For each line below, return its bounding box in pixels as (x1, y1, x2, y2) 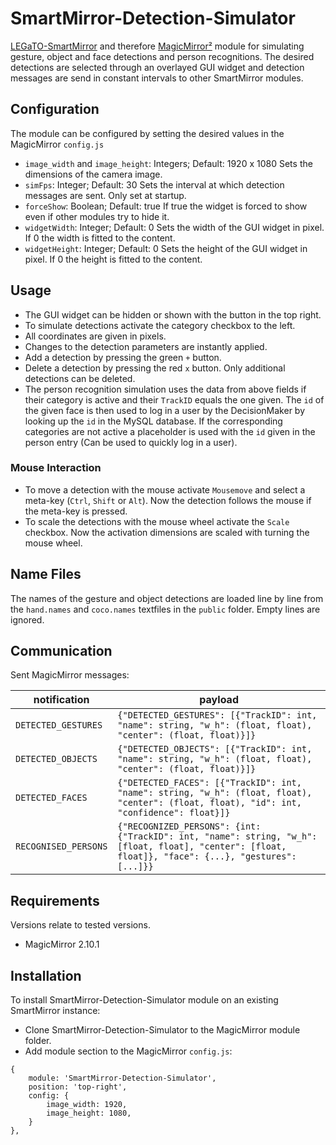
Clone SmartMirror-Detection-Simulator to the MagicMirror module (24, 1024, 301, 1036)
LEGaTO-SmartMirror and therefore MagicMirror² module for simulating (10, 40, 305, 52)
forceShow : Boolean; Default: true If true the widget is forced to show (24, 200, 308, 212)
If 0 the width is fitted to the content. (24, 232, 176, 244)
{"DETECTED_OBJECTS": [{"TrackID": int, (117, 743, 313, 755)
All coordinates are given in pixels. (24, 330, 167, 342)
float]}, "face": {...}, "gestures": (117, 851, 297, 862)
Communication (10, 643, 113, 660)
